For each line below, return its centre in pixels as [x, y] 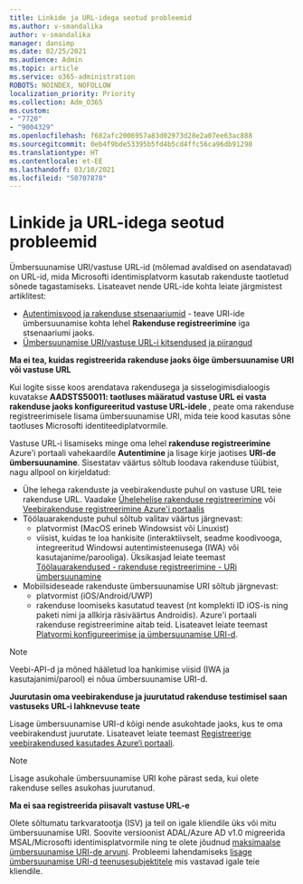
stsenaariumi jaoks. [58, 333]
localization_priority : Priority [72, 93]
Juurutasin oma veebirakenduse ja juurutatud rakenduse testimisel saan [148, 697]
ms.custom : [30, 111]
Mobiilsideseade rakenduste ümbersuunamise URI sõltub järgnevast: [150, 587]
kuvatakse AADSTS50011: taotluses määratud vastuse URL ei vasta [138, 397]
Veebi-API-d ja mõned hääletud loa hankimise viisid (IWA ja [120, 670]
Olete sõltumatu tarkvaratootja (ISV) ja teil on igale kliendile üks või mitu [143, 823]
